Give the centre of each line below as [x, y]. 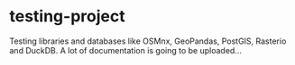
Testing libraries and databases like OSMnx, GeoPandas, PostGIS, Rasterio [148, 41]
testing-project [67, 16]
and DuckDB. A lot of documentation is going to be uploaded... [125, 50]
